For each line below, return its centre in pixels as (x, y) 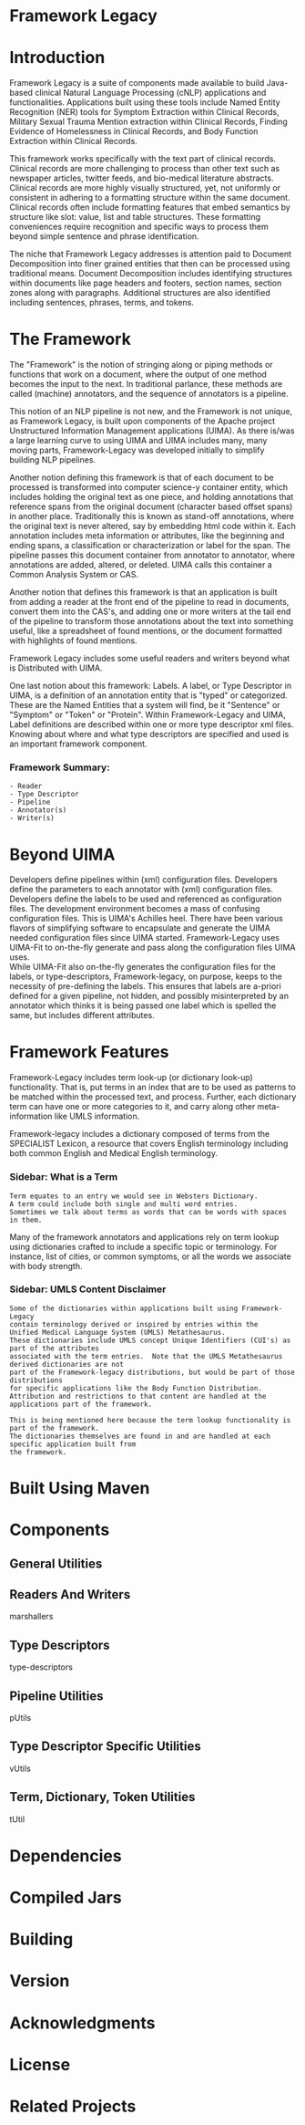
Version (40, 1981)
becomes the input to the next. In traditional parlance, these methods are (146, 384)
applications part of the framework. (81, 1404)
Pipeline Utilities (56, 1696)
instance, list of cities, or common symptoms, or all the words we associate (150, 1256)
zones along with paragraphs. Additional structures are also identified (140, 293)
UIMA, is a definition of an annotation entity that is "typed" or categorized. (149, 695)
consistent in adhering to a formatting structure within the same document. (150, 198)
